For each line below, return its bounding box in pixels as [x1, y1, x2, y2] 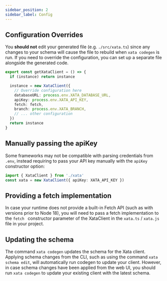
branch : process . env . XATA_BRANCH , [14, 106, 86, 112]
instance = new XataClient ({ [10, 83, 71, 88]
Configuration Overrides [5, 31, 84, 39]
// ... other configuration [14, 111, 73, 116]
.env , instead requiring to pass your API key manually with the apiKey [5, 158, 148, 164]
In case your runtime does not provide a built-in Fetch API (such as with [5, 205, 153, 211]
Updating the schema [5, 235, 74, 244]
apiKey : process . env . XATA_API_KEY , [14, 97, 89, 102]
